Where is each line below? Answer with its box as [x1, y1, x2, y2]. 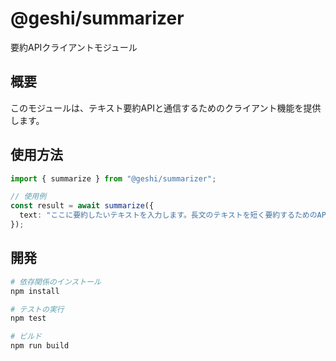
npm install [10, 286, 60, 296]
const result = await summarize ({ [10, 201, 155, 211]
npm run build [10, 341, 70, 351]
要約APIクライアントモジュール [10, 41, 138, 53]
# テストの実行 [10, 304, 65, 314]
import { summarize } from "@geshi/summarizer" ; [10, 173, 217, 184]
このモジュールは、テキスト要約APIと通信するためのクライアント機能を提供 [10, 102, 322, 114]
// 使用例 [10, 192, 47, 202]
